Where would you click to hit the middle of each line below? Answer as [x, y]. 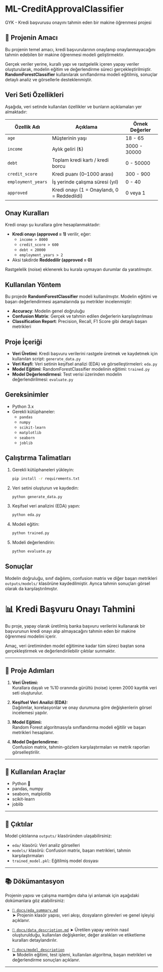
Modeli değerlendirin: [33, 542]
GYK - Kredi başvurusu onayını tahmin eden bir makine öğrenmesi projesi [78, 22]
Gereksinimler [27, 395]
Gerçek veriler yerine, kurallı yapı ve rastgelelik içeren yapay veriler [72, 64]
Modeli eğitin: [26, 524]
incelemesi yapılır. [30, 712]
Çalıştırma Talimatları [38, 458]
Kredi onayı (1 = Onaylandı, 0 [85, 190]
